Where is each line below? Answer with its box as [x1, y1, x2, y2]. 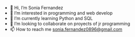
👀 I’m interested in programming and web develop [9, 10, 113, 16]
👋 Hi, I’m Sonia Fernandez [9, 5, 63, 10]
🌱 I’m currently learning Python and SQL [9, 15, 93, 21]
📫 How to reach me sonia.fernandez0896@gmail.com [9, 26, 122, 32]
